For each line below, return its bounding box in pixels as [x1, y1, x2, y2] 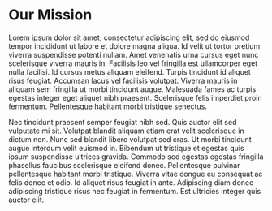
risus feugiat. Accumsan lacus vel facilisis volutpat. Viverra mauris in [8, 75, 238, 85]
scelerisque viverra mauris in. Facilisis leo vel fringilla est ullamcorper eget [8, 58, 258, 68]
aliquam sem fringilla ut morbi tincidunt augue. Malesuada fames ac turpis [8, 84, 257, 94]
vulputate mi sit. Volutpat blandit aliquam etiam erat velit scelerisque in [8, 126, 245, 136]
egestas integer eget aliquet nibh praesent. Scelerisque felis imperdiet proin [8, 93, 262, 102]
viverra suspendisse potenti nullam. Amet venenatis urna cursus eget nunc [8, 50, 259, 59]
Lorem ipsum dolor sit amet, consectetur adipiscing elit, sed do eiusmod [8, 32, 250, 42]
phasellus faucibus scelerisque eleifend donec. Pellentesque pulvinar [8, 160, 240, 170]
